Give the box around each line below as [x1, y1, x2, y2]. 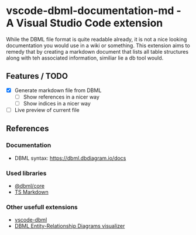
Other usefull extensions [6, 203, 78, 211]
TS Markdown [14, 188, 49, 195]
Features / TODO [6, 71, 68, 81]
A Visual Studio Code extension [6, 16, 163, 30]
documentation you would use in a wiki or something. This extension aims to [6, 42, 190, 49]
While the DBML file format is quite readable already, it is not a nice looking [6, 36, 187, 43]
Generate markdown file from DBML [14, 86, 102, 94]
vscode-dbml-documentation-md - [6, 4, 181, 17]
